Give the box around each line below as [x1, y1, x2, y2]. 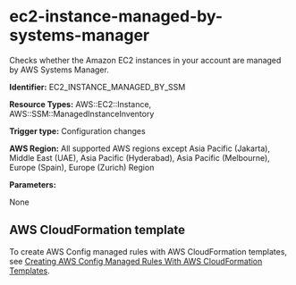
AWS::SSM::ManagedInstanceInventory [9, 108, 155, 119]
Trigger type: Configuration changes [9, 125, 146, 136]
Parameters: [9, 179, 56, 189]
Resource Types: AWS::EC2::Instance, [9, 98, 152, 109]
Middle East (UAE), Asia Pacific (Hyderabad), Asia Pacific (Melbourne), [9, 152, 270, 163]
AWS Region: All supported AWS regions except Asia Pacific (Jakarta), [9, 143, 271, 154]
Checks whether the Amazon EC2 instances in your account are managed [9, 54, 282, 65]
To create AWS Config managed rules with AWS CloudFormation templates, [9, 246, 288, 256]
